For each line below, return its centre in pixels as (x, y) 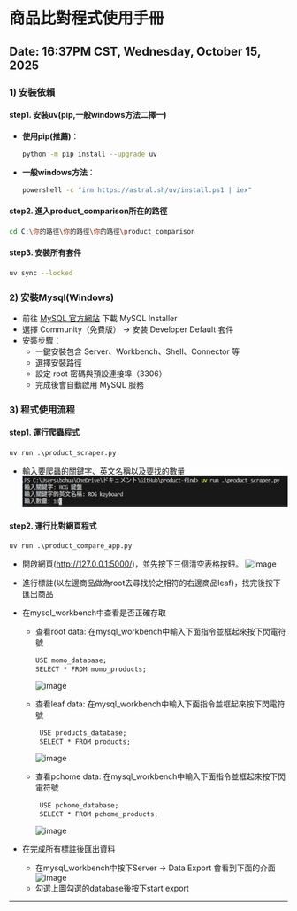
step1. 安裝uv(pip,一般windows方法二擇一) (88, 115)
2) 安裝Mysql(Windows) (62, 297)
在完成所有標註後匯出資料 (69, 849)
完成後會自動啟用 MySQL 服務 (89, 384)
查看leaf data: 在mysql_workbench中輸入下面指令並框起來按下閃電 (156, 704)
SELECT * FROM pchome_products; (99, 814)
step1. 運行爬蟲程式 (45, 432)
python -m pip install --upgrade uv (89, 154)
